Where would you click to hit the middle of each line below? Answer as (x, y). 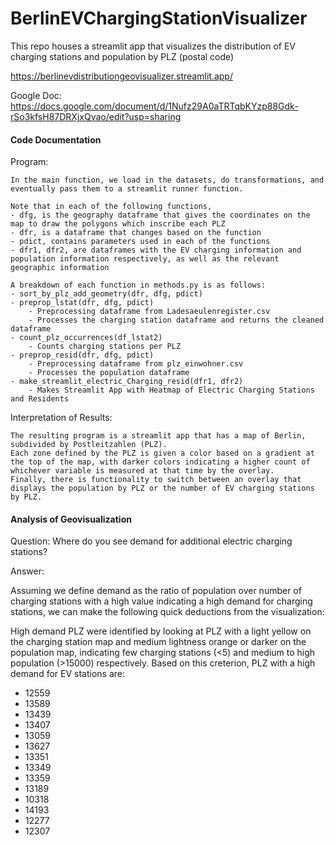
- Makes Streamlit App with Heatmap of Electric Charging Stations (171, 390)
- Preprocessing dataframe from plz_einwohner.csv (136, 364)
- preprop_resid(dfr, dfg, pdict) (82, 355)
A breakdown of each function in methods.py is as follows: (138, 285)
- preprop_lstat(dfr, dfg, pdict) (82, 303)
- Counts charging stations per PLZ (105, 347)
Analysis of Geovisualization (71, 519)
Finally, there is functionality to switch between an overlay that (156, 480)
